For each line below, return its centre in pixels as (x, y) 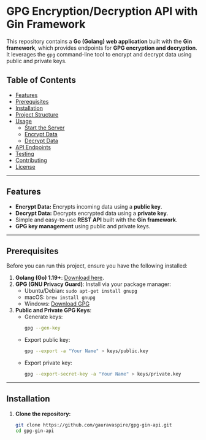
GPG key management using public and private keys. (83, 226)
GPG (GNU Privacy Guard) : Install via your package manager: (93, 284)
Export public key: (47, 340)
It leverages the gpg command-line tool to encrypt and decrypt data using (99, 54)
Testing (25, 153)
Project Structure (37, 114)
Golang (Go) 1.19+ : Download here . (59, 278)
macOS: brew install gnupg (60, 297)
